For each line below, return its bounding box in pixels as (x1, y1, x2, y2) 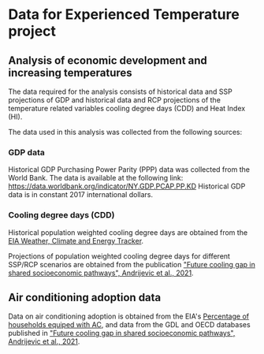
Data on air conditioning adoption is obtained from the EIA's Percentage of (8, 311, 250, 321)
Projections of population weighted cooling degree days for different (8, 251, 231, 261)
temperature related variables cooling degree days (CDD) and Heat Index (8, 104, 246, 113)
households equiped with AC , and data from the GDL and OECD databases (8, 320, 251, 330)
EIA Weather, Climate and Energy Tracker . (8, 236, 144, 245)
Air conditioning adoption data (8, 290, 162, 304)
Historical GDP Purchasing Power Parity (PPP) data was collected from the (8, 165, 251, 174)
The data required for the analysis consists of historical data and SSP (8, 87, 232, 96)
